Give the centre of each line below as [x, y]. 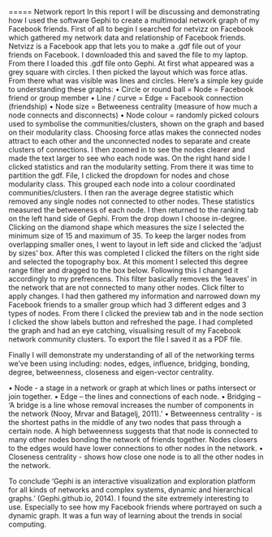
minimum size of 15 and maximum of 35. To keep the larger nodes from [127, 236]
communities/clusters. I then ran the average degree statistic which [121, 193]
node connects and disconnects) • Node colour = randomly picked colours [134, 115]
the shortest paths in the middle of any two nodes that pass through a [125, 422]
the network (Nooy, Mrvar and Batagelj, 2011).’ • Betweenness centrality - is [135, 414]
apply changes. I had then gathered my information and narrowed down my [135, 296]
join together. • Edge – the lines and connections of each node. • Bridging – [135, 396]
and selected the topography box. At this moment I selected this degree [128, 262]
